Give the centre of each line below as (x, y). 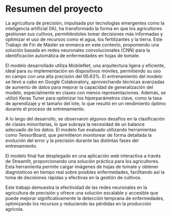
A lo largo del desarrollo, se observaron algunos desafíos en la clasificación (85, 118)
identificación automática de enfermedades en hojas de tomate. (73, 55)
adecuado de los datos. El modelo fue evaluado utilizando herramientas (81, 129)
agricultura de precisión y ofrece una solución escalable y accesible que (82, 192)
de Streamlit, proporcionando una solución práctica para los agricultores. (82, 161)
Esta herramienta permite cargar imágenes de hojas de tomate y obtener (82, 166)
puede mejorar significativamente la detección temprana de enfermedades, (85, 198)
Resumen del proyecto (54, 9)
